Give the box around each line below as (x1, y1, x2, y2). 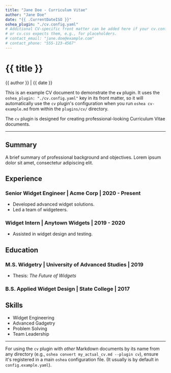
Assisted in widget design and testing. (12, 231, 93, 237)
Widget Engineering (12, 314, 54, 320)
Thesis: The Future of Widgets (12, 272, 76, 279)
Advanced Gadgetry (12, 320, 55, 326)
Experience (5, 174, 42, 183)
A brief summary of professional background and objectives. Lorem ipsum (5, 154, 161, 160)
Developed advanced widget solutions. (12, 201, 95, 207)
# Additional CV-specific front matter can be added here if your (5, 27, 149, 32)
